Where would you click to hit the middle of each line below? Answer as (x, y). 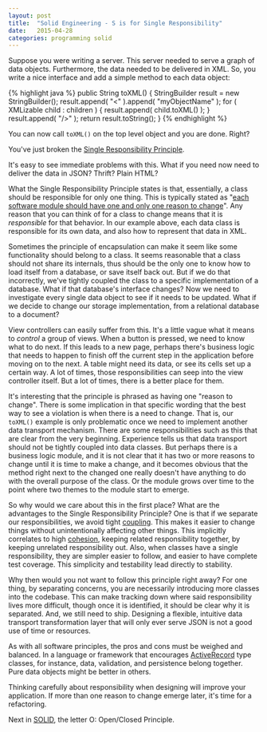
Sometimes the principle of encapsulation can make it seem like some (123, 247)
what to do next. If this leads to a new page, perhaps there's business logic (132, 347)
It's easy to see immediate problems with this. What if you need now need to (134, 165)
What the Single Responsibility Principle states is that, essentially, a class (128, 189)
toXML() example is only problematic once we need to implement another (128, 422)
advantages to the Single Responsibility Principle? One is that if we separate (133, 514)
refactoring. (27, 704)
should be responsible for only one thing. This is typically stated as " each (129, 197)
